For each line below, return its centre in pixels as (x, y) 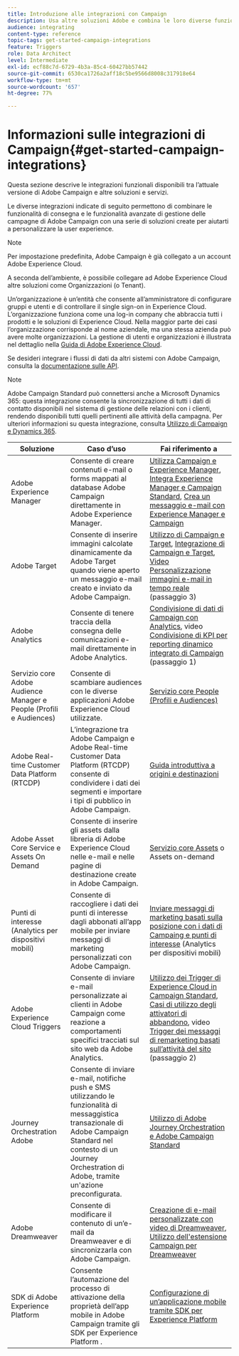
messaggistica (95, 1114)
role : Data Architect (39, 54)
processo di (90, 1288)
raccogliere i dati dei (104, 904)
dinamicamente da (101, 552)
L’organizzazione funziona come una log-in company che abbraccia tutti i (115, 315)
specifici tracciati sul (105, 1040)
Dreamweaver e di (101, 1241)
